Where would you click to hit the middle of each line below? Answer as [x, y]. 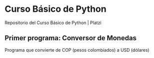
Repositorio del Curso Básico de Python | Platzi [53, 23]
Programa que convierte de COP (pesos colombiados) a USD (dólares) [77, 50]
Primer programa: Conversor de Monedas [71, 38]
